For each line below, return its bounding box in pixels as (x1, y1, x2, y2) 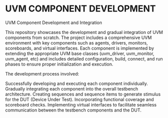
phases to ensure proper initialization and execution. (5, 61, 114, 67)
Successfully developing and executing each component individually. (5, 80, 148, 86)
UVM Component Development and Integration (5, 19, 102, 25)
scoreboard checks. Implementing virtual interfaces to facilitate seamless (5, 101, 157, 107)
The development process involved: (5, 70, 79, 76)
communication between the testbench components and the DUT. (5, 107, 142, 113)
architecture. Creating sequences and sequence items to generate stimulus (5, 91, 161, 97)
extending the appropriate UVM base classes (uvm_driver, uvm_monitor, (5, 50, 154, 56)
